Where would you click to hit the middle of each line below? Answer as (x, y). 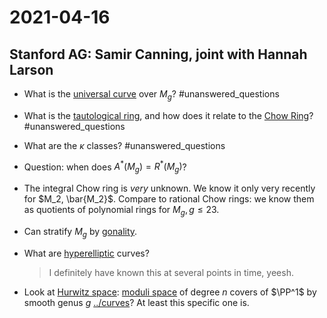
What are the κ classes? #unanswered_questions (124, 145)
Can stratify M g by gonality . (80, 233)
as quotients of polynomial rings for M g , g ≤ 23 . (121, 211)
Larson (31, 69)
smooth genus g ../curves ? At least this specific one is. (136, 302)
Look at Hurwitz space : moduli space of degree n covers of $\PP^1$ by (170, 292)
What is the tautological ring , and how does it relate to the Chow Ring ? (168, 115)
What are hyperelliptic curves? (86, 253)
